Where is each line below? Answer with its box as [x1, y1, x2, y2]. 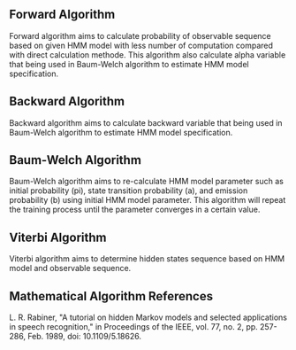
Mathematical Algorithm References [9, 288, 214, 304]
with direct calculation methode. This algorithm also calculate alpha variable [9, 49, 286, 60]
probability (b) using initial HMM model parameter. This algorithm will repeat [9, 195, 286, 206]
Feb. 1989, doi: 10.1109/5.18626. [27, 331, 141, 342]
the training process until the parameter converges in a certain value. [9, 204, 261, 215]
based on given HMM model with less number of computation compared [9, 40, 274, 51]
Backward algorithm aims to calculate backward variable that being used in [9, 117, 283, 128]
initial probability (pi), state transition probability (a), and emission [9, 185, 248, 196]
